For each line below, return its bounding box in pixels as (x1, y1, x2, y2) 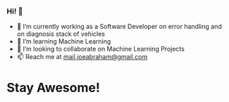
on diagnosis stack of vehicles (16, 30, 105, 38)
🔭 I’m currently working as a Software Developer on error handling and (16, 23, 223, 31)
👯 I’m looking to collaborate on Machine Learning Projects (16, 45, 185, 53)
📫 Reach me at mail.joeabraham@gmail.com (16, 53, 148, 61)
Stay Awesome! (6, 80, 100, 96)
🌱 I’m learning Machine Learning (16, 37, 111, 46)
